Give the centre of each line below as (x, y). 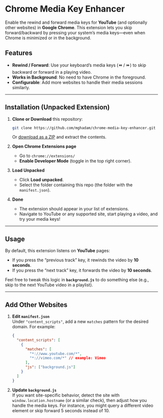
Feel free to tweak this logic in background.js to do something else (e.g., (77, 280)
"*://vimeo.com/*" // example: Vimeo (68, 358)
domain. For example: (34, 327)
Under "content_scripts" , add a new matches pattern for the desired (80, 322)
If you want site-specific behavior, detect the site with (66, 395)
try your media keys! (40, 219)
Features (19, 53)
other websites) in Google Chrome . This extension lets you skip (69, 27)
